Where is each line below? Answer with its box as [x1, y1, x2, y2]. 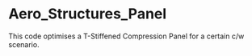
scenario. [8, 39, 40, 49]
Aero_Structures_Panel [8, 5, 167, 23]
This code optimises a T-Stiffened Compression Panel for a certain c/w [8, 31, 245, 41]
